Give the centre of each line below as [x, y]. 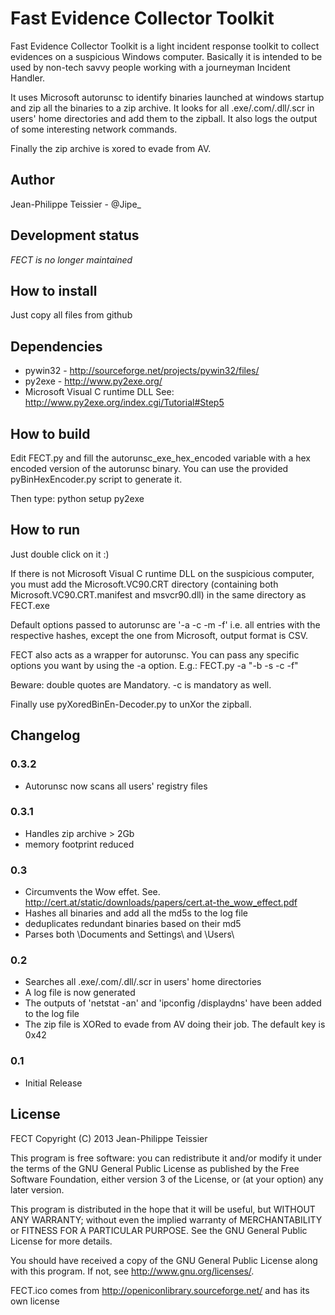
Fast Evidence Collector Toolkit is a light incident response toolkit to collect [165, 46]
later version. [37, 1189]
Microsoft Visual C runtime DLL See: [99, 392]
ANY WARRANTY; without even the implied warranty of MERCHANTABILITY [166, 1219]
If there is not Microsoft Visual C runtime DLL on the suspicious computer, [162, 573]
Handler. [28, 78]
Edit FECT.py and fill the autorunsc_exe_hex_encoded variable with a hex [160, 458]
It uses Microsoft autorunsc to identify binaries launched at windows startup [167, 97]
